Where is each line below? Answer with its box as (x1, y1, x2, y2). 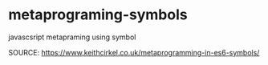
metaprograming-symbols (8, 6, 188, 24)
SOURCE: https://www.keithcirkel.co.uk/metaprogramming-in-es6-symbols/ (8, 47, 260, 57)
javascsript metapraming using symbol (8, 32, 136, 42)
